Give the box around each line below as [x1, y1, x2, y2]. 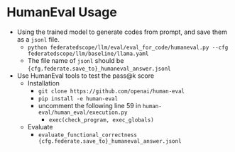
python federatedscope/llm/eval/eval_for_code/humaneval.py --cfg [27, 44, 229, 51]
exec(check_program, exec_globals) [48, 116, 154, 124]
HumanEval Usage [6, 4, 118, 21]
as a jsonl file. [16, 35, 60, 43]
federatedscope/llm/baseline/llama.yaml [27, 50, 149, 57]
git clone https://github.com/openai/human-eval [38, 88, 185, 95]
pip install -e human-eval [38, 95, 119, 103]
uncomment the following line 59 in [38, 101, 141, 110]
